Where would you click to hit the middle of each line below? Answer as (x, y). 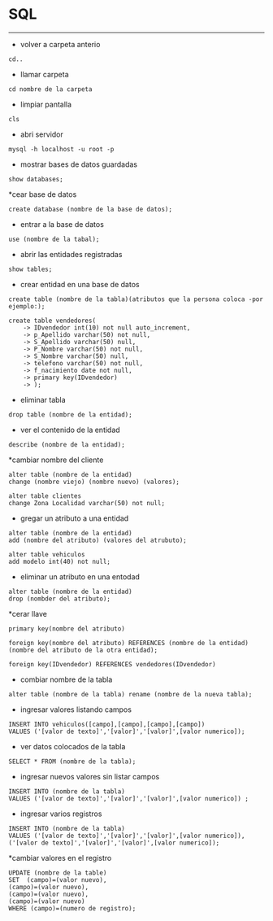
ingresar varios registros (61, 814)
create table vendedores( (52, 321)
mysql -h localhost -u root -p (61, 149)
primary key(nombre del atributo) (67, 629)
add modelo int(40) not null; (60, 561)
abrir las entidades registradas (71, 254)
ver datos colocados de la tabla (73, 746)
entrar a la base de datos (62, 224)
